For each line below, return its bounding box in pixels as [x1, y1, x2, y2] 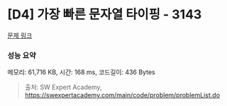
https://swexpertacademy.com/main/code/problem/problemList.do [24, 91, 221, 100]
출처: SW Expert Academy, [24, 83, 102, 92]
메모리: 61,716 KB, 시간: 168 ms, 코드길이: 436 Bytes [7, 68, 155, 76]
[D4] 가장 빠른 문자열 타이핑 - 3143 [7, 6, 202, 23]
